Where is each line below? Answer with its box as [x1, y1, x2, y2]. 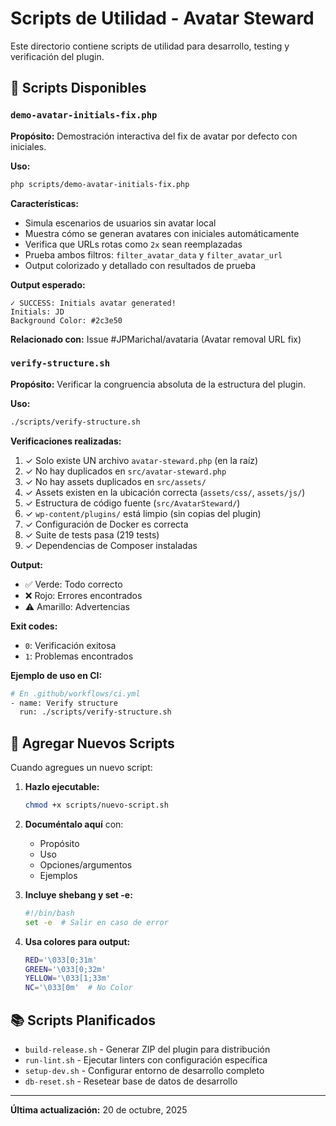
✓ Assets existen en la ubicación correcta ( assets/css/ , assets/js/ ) [24, 486, 306, 498]
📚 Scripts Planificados [10, 1012, 157, 1029]
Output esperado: [10, 278, 86, 291]
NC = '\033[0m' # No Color [24, 983, 133, 993]
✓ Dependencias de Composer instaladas [24, 539, 198, 551]
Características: [10, 197, 80, 209]
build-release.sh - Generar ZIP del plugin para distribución [24, 1043, 271, 1056]
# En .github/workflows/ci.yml [10, 688, 141, 699]
